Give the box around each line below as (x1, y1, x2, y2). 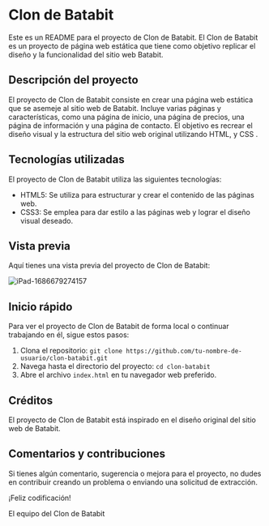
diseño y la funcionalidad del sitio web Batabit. (8, 49, 164, 59)
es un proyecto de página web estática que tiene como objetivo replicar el (8, 41, 256, 50)
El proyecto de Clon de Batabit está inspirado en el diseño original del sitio (8, 415, 257, 425)
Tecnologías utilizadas (8, 152, 125, 167)
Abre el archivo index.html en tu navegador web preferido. (19, 370, 217, 380)
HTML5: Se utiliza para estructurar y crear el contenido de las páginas (19, 190, 255, 199)
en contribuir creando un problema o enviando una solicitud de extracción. (8, 477, 258, 487)
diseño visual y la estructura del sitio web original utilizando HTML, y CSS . (8, 129, 258, 139)
